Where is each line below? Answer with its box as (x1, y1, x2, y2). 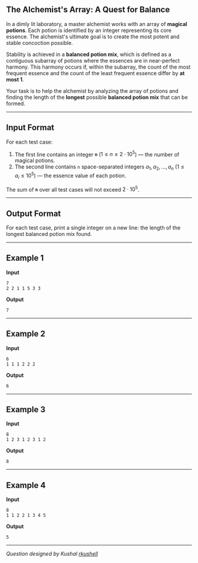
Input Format (6, 122, 55, 132)
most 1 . (6, 76, 24, 83)
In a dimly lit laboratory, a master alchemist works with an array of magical (6, 20, 187, 27)
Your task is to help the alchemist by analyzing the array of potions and (6, 87, 179, 94)
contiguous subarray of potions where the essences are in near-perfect (6, 57, 180, 64)
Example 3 (6, 405, 46, 415)
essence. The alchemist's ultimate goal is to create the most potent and (6, 33, 180, 40)
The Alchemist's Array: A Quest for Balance (6, 5, 170, 15)
